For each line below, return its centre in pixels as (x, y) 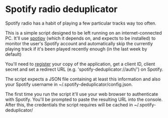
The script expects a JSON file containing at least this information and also (83, 79)
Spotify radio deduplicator (61, 9)
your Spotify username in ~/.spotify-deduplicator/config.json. (69, 84)
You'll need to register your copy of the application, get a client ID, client (80, 64)
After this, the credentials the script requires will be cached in (69, 104)
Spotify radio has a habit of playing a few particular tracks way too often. (81, 23)
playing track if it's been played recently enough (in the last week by (76, 49)
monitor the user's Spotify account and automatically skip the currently (79, 43)
